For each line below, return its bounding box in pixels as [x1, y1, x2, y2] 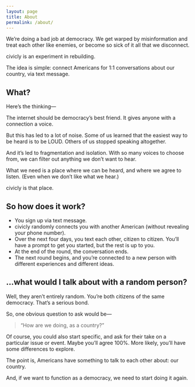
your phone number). [14, 229, 66, 236]
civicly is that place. [6, 185, 54, 192]
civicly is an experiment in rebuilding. [6, 53, 96, 60]
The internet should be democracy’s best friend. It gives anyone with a [6, 115, 176, 122]
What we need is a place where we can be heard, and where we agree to [6, 167, 182, 174]
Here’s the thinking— [6, 103, 57, 110]
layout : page [6, 8, 38, 15]
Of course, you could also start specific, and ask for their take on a [6, 333, 166, 340]
